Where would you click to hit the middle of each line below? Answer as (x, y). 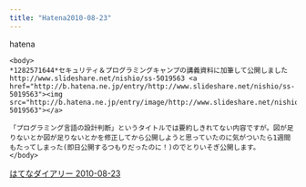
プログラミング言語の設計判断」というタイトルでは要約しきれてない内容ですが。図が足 (155, 128)
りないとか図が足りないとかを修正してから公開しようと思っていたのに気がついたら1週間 (150, 138)
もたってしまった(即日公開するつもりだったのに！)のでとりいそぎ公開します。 (135, 147)
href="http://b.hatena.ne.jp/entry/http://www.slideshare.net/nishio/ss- (153, 86)
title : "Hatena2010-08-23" (61, 18)
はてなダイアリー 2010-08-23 (65, 173)
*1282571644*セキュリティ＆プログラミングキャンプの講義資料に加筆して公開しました (149, 70)
